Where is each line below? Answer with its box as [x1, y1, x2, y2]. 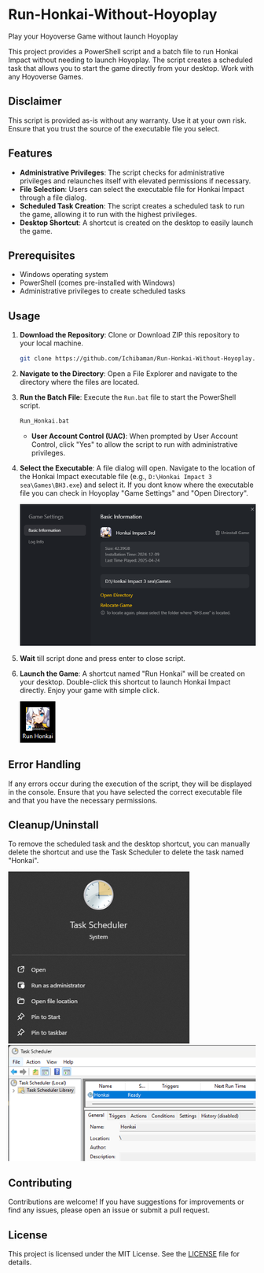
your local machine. [19, 338, 84, 348]
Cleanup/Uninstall [8, 818, 100, 832]
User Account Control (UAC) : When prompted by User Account [31, 431, 238, 441]
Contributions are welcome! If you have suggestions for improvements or [8, 1197, 245, 1207]
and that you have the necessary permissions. [8, 795, 158, 805]
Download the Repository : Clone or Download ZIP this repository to [19, 330, 240, 340]
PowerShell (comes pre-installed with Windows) [19, 278, 175, 288]
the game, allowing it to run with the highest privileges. [19, 209, 198, 219]
